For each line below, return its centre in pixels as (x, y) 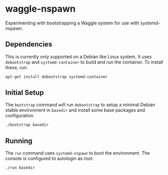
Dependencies (29, 45)
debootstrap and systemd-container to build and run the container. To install (84, 62)
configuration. (20, 115)
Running (19, 141)
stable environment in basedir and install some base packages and (75, 110)
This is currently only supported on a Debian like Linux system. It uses (79, 56)
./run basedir (20, 168)
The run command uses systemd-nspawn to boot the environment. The (78, 153)
